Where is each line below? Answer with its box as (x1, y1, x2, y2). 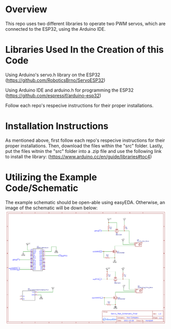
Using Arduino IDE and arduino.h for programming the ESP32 (5, 87, 134, 93)
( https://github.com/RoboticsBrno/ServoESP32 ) (5, 77, 106, 83)
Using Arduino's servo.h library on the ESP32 (5, 72, 101, 78)
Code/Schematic (5, 183, 79, 194)
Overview (5, 4, 47, 15)
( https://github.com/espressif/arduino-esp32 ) (5, 92, 102, 98)
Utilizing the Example (5, 171, 97, 183)
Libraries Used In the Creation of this (5, 44, 164, 56)
